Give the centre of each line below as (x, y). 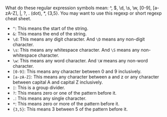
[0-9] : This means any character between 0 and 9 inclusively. (77, 71)
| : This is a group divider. (39, 88)
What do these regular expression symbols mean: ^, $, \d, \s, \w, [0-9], (78, 8)
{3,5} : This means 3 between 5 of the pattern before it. (70, 109)
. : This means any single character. (50, 98)
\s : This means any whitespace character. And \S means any (76, 50)
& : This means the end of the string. (50, 34)
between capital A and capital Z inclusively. (58, 82)
